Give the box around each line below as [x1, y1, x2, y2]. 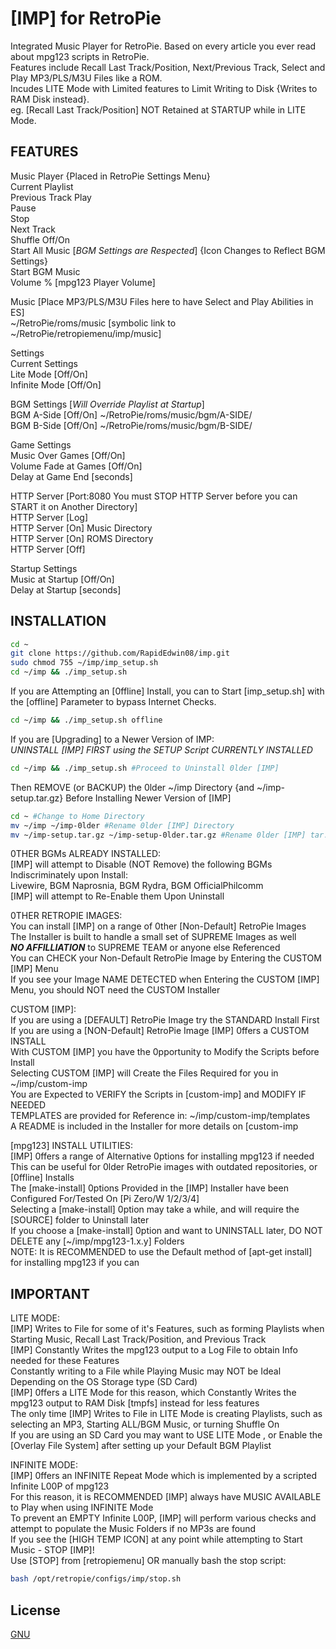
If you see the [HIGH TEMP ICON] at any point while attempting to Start [10, 1533, 303, 1546]
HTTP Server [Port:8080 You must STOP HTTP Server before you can [10, 490, 298, 502]
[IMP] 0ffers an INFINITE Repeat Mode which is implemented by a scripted [10, 1470, 318, 1482]
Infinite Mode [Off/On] [10, 378, 102, 391]
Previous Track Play [10, 191, 92, 203]
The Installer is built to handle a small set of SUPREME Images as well [10, 931, 297, 943]
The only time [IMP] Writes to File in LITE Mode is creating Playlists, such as [10, 1408, 323, 1420]
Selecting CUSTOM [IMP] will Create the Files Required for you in [10, 1067, 279, 1079]
